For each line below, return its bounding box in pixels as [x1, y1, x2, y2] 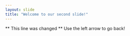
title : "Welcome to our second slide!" [5, 12, 88, 17]
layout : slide [5, 7, 35, 12]
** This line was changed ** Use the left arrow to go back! [5, 25, 125, 31]
